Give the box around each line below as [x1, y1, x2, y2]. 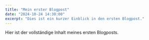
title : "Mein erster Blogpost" [5, 7, 70, 12]
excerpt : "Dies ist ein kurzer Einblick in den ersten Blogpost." [5, 16, 145, 21]
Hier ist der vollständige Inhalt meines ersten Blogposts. [5, 30, 119, 36]
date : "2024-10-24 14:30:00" [5, 12, 65, 17]
